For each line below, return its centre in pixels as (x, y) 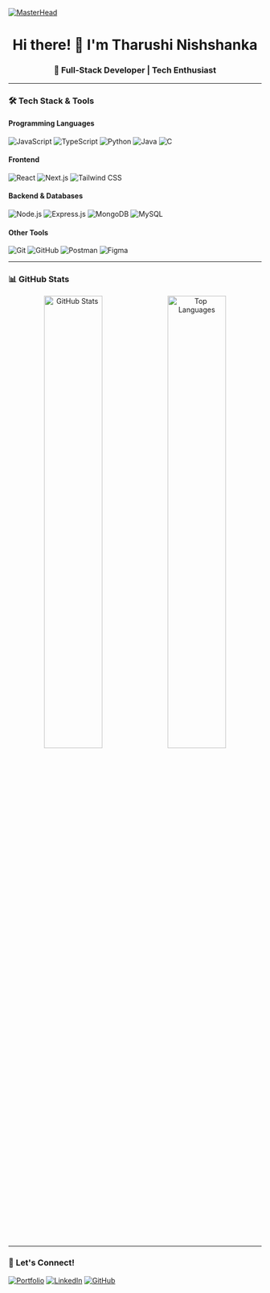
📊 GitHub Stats (39, 280)
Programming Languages (51, 123)
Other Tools (29, 232)
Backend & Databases (46, 196)
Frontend (24, 160)
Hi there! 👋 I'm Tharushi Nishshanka (135, 45)
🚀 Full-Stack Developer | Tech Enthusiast (135, 70)
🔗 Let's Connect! (41, 1263)
